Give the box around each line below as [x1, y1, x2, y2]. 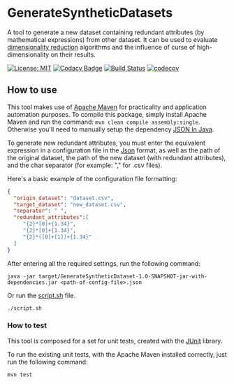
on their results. [50, 50, 96, 59]
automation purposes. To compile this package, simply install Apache [7, 110, 207, 118]
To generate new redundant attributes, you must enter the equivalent [7, 138, 206, 147]
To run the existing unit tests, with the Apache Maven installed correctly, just [7, 350, 227, 358]
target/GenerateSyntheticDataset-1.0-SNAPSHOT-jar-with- [38, 273, 208, 280]
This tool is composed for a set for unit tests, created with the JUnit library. [7, 336, 223, 345]
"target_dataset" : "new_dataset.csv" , [13, 201, 127, 208]
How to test [7, 320, 47, 330]
